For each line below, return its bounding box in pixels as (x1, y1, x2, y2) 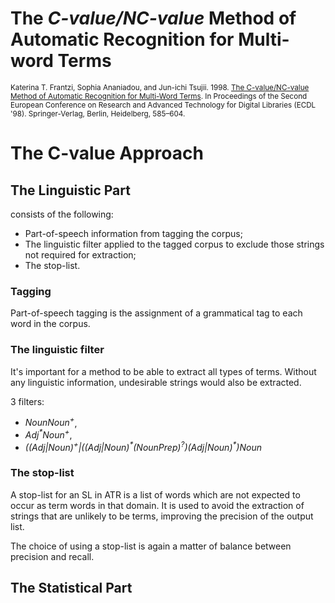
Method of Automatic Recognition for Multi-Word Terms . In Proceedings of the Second (10, 91, 308, 101)
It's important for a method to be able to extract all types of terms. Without (10, 365, 317, 377)
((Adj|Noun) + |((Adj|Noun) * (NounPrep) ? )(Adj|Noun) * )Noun (24, 439, 262, 453)
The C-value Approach (10, 142, 204, 165)
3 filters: (10, 395, 45, 407)
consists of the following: (10, 208, 114, 220)
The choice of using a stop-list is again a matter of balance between (10, 540, 292, 552)
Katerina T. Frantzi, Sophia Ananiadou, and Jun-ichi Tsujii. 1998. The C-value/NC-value (10, 82, 310, 92)
